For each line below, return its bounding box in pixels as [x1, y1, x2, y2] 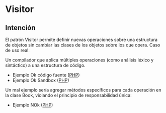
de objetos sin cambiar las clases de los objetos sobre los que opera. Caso [5, 42, 160, 48]
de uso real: [5, 47, 30, 53]
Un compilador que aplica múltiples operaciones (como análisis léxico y [5, 57, 154, 63]
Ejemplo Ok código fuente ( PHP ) [12, 72, 80, 78]
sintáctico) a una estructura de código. [5, 62, 86, 68]
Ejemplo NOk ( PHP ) [12, 102, 53, 108]
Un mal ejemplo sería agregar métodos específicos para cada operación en [5, 87, 162, 93]
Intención [5, 23, 36, 32]
